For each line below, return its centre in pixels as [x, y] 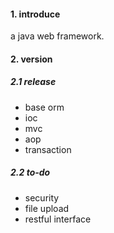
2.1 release [33, 82]
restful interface [58, 219]
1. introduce [35, 14]
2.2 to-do [30, 172]
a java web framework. [57, 36]
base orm [44, 107]
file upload [47, 208]
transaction [48, 149]
